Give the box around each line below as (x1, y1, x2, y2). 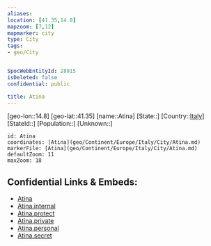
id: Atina (7, 133, 36, 140)
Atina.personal (17, 224, 59, 233)
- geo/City (7, 49, 39, 56)
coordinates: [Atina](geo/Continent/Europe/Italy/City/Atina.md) (7, 139, 201, 146)
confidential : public (7, 81, 70, 88)
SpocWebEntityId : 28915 (7, 67, 77, 74)
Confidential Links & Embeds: (7, 176, 138, 188)
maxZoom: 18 (7, 157, 42, 164)
